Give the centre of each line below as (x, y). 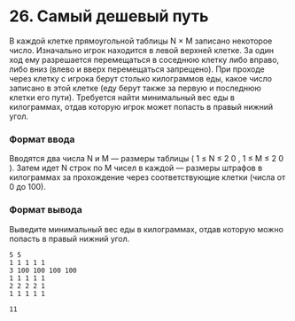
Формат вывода (46, 210)
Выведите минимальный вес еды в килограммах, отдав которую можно (146, 229)
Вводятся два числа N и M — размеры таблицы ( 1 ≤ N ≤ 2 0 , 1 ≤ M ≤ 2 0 (147, 159)
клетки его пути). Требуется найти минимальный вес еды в (122, 97)
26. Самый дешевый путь (109, 16)
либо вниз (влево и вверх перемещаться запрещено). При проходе (137, 69)
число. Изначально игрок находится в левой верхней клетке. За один (142, 50)
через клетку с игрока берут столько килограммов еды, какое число (141, 78)
